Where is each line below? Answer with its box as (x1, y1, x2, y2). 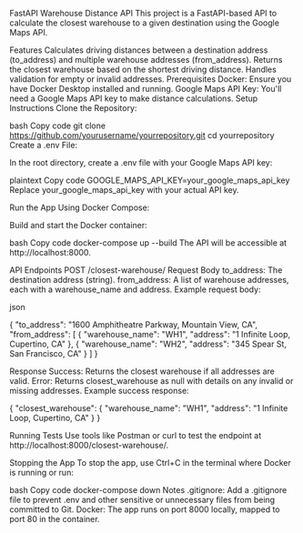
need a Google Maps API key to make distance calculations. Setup (9, 93, 258, 104)
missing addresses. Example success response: (9, 386, 189, 396)
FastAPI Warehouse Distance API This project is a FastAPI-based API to (9, 8, 278, 18)
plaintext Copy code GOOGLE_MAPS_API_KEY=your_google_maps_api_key (9, 175, 290, 186)
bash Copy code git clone (9, 120, 106, 131)
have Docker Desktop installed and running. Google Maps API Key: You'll (9, 84, 282, 94)
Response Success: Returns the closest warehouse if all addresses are (9, 366, 275, 377)
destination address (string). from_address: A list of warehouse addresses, (9, 275, 289, 285)
